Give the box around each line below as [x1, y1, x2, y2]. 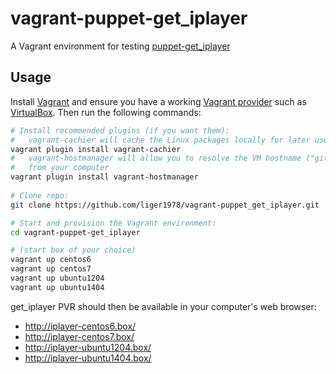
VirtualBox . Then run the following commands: [10, 106, 202, 118]
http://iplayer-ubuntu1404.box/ [24, 352, 152, 364]
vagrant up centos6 [10, 255, 92, 265]
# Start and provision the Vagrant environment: [10, 218, 217, 228]
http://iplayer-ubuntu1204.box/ [24, 341, 152, 353]
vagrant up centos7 [10, 264, 92, 274]
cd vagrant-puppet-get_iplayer [10, 227, 141, 237]
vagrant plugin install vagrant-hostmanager [10, 172, 199, 182]
